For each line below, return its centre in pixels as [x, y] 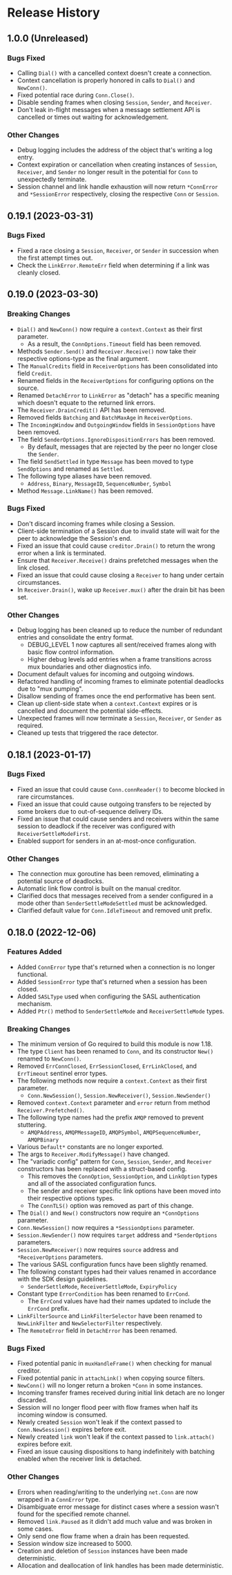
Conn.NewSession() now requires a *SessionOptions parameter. [106, 1228]
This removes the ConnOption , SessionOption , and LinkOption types [122, 1176]
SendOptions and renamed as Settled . [70, 469]
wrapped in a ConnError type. [59, 1499]
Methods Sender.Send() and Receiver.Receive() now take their [107, 351]
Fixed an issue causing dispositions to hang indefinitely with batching [116, 1452]
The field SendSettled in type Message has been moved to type [105, 461]
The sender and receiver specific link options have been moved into [124, 1191]
